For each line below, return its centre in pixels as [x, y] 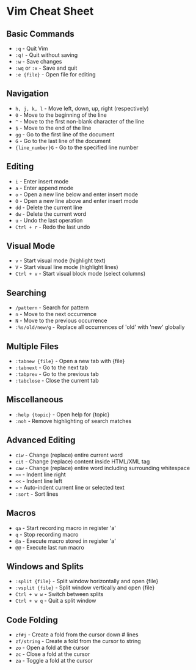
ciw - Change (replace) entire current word [69, 455]
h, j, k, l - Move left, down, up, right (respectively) [82, 108]
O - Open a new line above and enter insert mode [77, 201]
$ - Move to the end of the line [53, 128]
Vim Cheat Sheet [50, 11]
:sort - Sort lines [37, 494]
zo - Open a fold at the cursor [52, 648]
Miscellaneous [35, 399]
